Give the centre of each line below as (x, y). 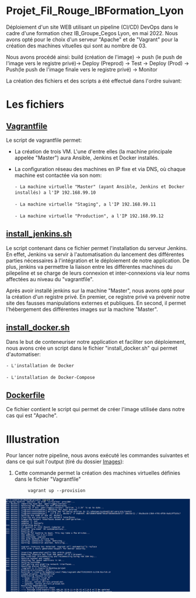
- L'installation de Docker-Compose (50, 377)
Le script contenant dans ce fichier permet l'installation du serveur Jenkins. (97, 248)
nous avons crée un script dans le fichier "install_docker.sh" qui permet (92, 348)
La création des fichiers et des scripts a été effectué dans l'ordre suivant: (94, 81)
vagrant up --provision (57, 491)
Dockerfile (26, 395)
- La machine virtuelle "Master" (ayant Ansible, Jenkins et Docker (99, 187)
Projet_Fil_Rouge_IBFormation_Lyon (95, 11)
